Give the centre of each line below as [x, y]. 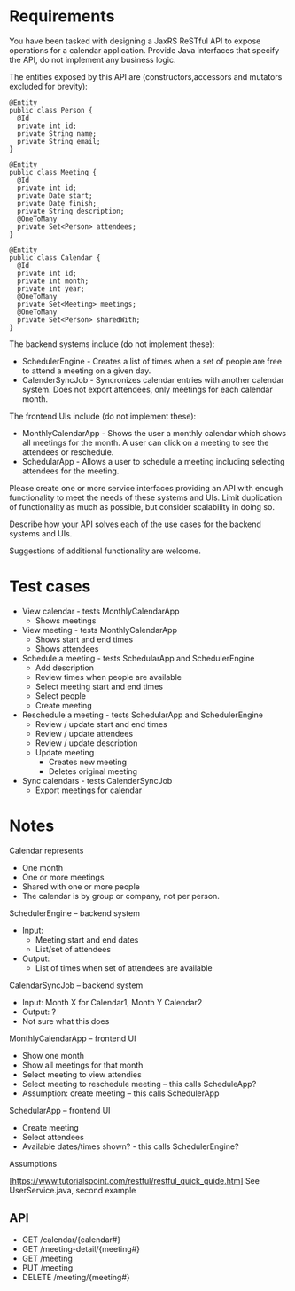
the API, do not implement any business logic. [93, 59]
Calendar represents [47, 850]
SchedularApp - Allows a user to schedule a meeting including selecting [153, 461]
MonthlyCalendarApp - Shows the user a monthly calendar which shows [154, 433]
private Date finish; [57, 203]
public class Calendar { [55, 258]
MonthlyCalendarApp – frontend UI [73, 1038]
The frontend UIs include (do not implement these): [103, 416]
